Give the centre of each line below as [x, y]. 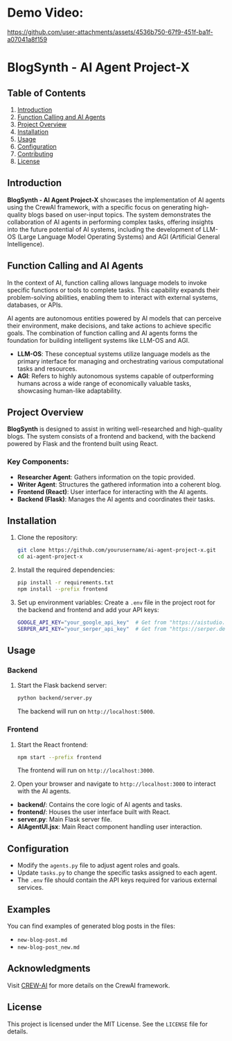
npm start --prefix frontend [59, 757]
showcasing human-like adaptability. [70, 391]
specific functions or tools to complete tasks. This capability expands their [114, 290]
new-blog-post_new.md [48, 948]
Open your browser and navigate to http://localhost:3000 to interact [116, 784]
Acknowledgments [49, 968]
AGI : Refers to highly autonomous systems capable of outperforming [115, 375]
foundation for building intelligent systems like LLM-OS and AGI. [99, 340]
